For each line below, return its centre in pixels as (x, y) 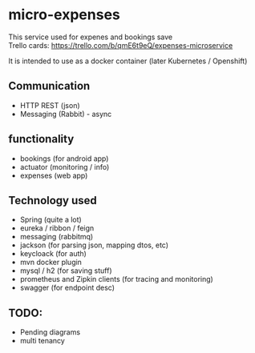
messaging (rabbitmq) (57, 237)
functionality (41, 139)
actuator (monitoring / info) (65, 166)
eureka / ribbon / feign (57, 228)
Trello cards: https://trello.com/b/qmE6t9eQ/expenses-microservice (121, 45)
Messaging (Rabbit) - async (66, 114)
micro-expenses (64, 15)
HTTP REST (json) (50, 105)
